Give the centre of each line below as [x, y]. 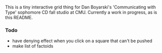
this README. [19, 17]
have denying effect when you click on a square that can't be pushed [82, 41]
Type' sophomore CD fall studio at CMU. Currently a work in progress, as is [81, 12]
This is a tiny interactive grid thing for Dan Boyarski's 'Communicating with [81, 7]
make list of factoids [33, 46]
